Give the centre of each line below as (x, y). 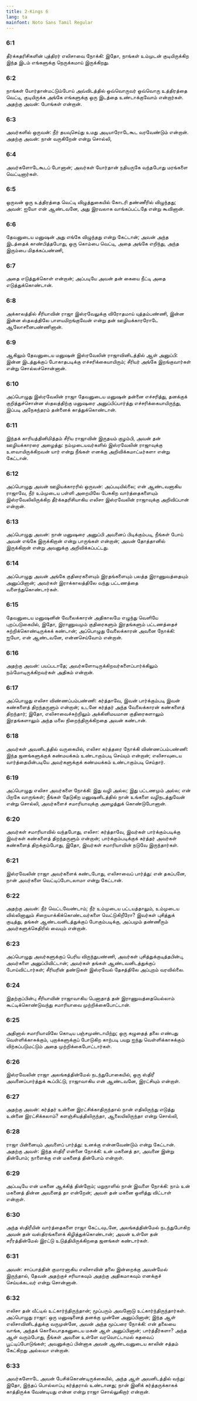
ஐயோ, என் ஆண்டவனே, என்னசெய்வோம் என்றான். (64, 637)
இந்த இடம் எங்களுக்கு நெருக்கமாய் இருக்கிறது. (58, 62)
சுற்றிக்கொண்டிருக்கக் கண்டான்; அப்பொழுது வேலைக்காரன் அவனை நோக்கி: (91, 631)
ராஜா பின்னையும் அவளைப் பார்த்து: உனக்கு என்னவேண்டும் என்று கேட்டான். (91, 1144)
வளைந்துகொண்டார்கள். (33, 589)
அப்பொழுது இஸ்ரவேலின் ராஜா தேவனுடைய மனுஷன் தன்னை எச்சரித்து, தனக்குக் (97, 397)
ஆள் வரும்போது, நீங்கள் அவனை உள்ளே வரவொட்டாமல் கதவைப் (80, 1337)
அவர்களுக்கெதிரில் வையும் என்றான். (47, 928)
